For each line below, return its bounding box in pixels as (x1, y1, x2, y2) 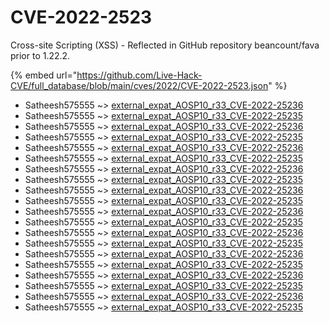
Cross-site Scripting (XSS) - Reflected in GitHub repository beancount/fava (10, 39, 320, 51)
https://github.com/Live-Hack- (76, 69, 203, 81)
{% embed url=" (10, 69, 78, 81)
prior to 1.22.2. (10, 49, 71, 61)
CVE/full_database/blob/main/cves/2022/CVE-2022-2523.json (10, 79, 269, 91)
